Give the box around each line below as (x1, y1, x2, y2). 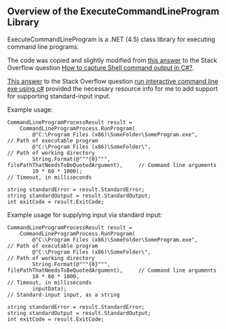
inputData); (32, 285, 68, 292)
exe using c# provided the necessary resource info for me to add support (7, 84, 218, 93)
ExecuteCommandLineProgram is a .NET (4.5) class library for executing (7, 35, 216, 43)
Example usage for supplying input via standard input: (7, 210, 163, 219)
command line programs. (7, 42, 80, 51)
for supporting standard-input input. (7, 92, 111, 100)
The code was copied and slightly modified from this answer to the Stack (7, 56, 218, 64)
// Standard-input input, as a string (7, 291, 120, 298)
